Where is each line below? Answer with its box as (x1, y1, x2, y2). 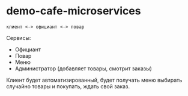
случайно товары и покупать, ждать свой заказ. (6, 82, 130, 90)
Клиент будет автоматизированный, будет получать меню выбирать (6, 76, 183, 83)
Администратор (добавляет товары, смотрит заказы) (14, 64, 152, 72)
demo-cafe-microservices (6, 4, 141, 18)
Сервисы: (6, 34, 31, 41)
